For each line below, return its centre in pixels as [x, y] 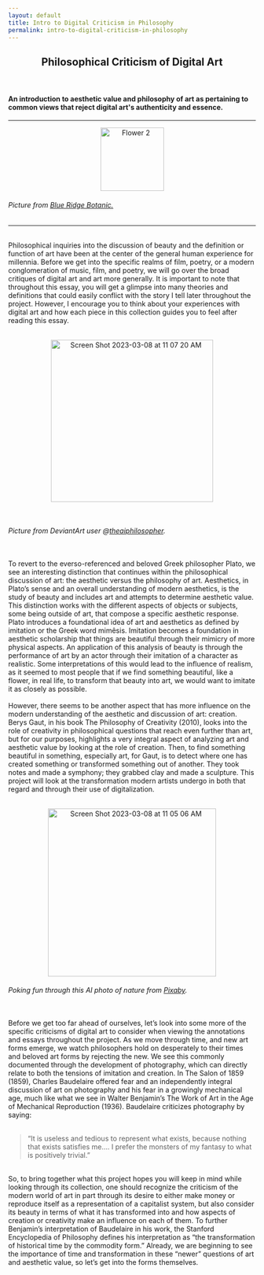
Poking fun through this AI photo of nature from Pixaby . [98, 990]
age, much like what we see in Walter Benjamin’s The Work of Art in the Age [131, 1098]
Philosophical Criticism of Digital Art [132, 62]
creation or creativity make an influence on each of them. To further [118, 1220]
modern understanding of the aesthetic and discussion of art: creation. [123, 714]
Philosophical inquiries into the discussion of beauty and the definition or [126, 245]
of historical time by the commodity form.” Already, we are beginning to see [130, 1246]
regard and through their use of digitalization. [81, 789]
